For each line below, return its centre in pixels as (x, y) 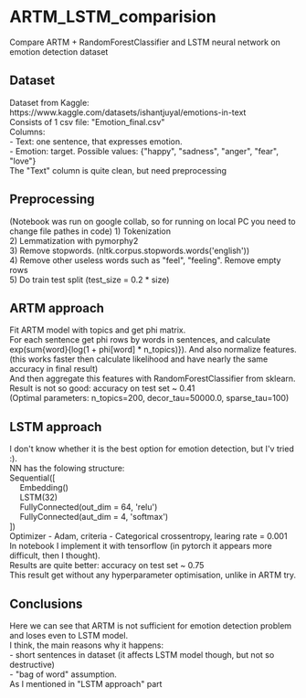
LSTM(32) (38, 497)
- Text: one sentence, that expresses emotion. (96, 141)
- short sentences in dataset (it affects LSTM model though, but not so (142, 655)
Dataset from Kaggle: (49, 102)
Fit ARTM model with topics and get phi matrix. (98, 330)
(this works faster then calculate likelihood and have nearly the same (139, 359)
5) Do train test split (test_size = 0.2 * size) (90, 280)
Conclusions (46, 603)
